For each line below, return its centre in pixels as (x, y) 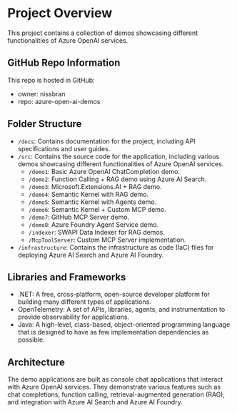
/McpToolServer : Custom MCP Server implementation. (107, 240)
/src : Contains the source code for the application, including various (118, 156)
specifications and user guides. (64, 148)
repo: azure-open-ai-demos (59, 101)
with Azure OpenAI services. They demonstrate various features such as (114, 387)
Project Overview (60, 13)
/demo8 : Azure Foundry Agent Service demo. (94, 224)
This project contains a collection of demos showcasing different (103, 33)
